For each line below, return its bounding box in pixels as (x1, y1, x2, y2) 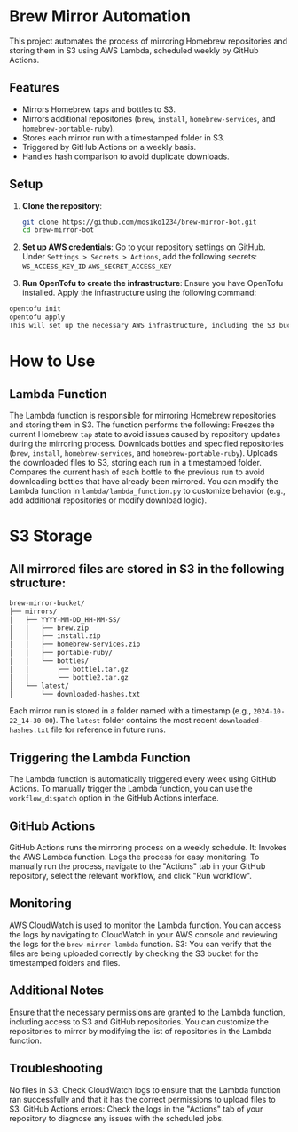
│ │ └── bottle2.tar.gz (9, 673, 129, 682)
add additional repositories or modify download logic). (9, 495, 207, 506)
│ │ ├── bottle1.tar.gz (9, 665, 129, 674)
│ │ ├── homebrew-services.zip (9, 640, 141, 650)
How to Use (9, 351, 96, 371)
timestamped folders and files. (9, 957, 121, 968)
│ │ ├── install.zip (9, 632, 101, 641)
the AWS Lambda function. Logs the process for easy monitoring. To (9, 851, 260, 863)
